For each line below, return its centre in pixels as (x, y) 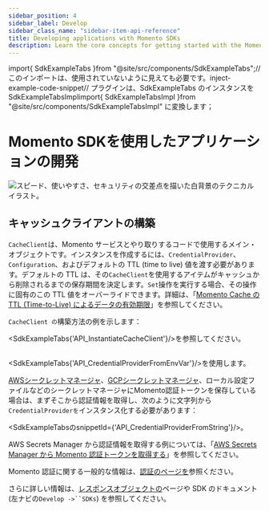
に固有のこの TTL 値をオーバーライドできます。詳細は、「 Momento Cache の (134, 294)
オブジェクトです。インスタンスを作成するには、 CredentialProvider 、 (124, 254)
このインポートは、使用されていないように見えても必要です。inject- (120, 78)
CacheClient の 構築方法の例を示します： (75, 321)
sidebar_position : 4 (43, 16)
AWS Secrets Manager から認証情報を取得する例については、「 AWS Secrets (133, 444)
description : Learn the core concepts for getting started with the (125, 46)
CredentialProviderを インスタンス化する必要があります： (103, 411)
